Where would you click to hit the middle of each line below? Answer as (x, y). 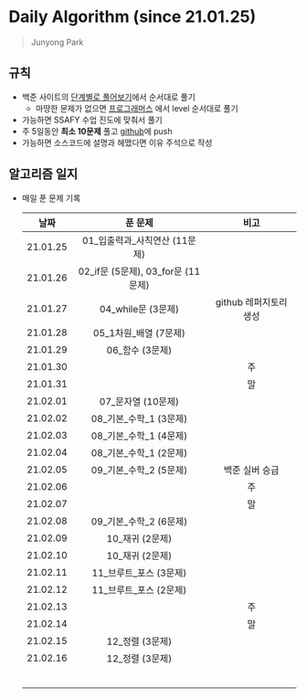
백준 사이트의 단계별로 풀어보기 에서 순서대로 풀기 (108, 97)
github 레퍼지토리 (252, 301)
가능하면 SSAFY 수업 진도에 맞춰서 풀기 (92, 120)
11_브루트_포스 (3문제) (139, 573)
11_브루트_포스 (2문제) (139, 589)
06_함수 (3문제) (139, 350)
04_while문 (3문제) (139, 309)
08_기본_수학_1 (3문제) (139, 418)
